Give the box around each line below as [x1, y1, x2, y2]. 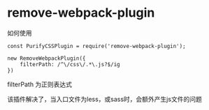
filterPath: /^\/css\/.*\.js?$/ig [20, 61, 120, 68]
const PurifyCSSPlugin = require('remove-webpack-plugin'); [7, 42, 187, 49]
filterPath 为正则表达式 [7, 80, 72, 88]
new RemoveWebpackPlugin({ [7, 54, 86, 62]
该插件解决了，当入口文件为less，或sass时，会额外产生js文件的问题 [7, 95, 203, 103]
